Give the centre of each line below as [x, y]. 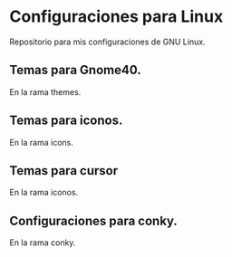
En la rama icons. [42, 142]
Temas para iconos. [66, 121]
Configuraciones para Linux [116, 17]
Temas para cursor [64, 171]
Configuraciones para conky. [94, 220]
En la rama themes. [45, 91]
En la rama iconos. [44, 193]
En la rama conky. [43, 243]
